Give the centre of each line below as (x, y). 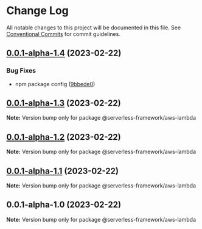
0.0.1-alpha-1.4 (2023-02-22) (64, 53)
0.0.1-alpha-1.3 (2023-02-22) (64, 104)
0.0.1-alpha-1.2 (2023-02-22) (64, 137)
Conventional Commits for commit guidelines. (63, 34)
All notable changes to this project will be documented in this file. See (94, 27)
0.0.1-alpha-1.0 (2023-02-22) (64, 205)
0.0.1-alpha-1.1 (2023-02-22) (62, 171)
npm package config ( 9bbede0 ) (55, 84)
